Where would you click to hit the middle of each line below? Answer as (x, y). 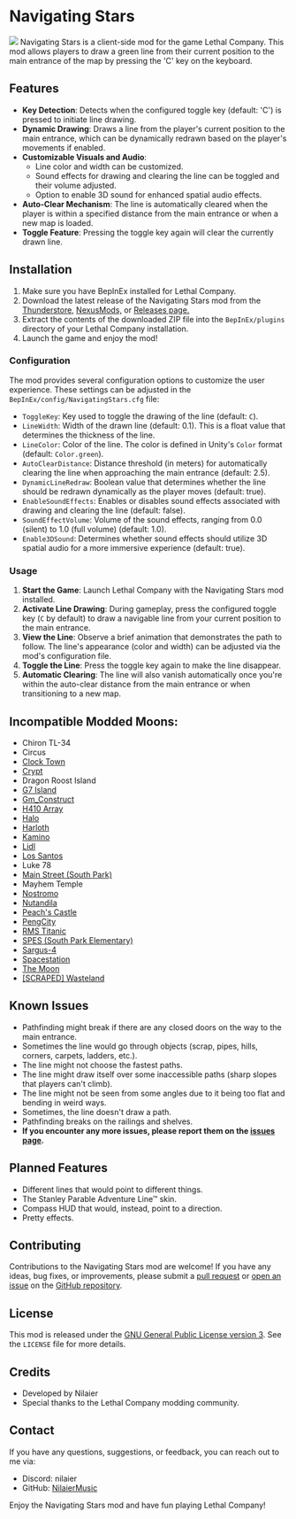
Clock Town (44, 761)
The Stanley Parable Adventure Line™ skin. (99, 1198)
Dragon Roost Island (59, 780)
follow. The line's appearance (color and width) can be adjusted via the (151, 647)
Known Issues (49, 1006)
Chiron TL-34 (46, 742)
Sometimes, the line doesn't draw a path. (97, 1112)
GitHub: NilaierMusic (60, 1488)
